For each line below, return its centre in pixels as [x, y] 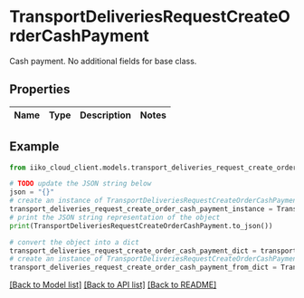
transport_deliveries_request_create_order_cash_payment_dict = [133, 251]
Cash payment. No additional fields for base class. [103, 61]
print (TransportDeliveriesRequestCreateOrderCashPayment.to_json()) [141, 226]
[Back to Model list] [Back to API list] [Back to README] [113, 285]
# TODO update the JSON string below [81, 184]
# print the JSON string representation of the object [115, 217]
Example [34, 147]
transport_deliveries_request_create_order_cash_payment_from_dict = [143, 268]
